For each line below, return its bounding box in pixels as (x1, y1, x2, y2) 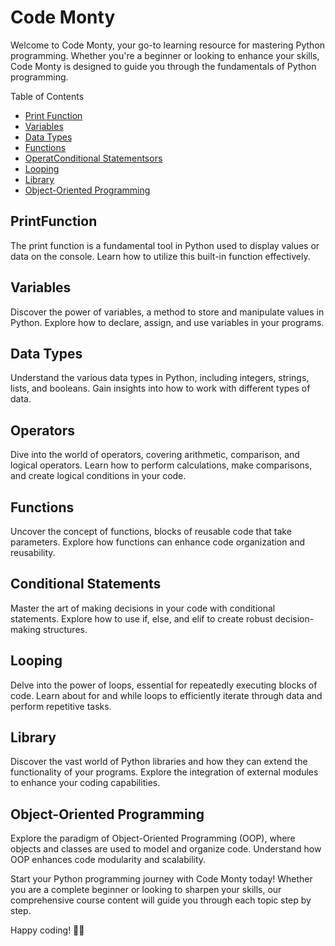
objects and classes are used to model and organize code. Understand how (10, 843, 322, 855)
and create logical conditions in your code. (10, 470, 187, 482)
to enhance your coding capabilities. (10, 777, 161, 789)
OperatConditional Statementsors (24, 152, 163, 164)
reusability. (10, 547, 56, 558)
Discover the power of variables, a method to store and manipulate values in (10, 306, 325, 318)
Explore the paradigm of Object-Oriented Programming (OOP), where (10, 832, 296, 845)
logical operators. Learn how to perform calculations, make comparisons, (10, 459, 313, 471)
